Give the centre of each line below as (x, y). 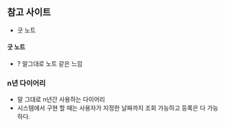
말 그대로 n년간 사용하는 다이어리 (61, 100)
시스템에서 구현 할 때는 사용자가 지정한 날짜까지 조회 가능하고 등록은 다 (111, 108)
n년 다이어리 (26, 83)
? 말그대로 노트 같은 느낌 (50, 64)
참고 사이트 (29, 12)
